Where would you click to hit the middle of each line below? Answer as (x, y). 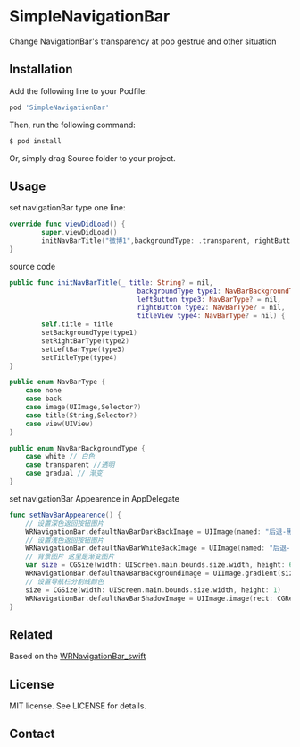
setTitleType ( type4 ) (79, 357)
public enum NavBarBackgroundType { (77, 448)
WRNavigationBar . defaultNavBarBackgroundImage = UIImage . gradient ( (153, 574)
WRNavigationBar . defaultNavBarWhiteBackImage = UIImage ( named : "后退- (158, 548)
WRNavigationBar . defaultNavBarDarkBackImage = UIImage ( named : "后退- (156, 532)
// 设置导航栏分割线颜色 (65, 581)
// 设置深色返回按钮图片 (65, 523)
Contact (32, 734)
